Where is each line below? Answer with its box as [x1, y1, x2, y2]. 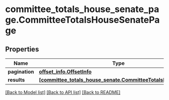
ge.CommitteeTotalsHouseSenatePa [5, 14, 160, 26]
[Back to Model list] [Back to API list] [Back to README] [5, 89, 121, 95]
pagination [8, 68, 34, 75]
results [8, 76, 25, 83]
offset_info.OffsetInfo [39, 68, 92, 75]
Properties [5, 45, 39, 53]
